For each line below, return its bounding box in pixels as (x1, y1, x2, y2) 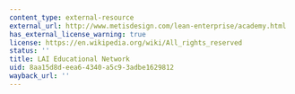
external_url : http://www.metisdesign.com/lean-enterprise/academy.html (9, 21, 287, 30)
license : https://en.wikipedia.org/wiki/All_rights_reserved (9, 38, 243, 47)
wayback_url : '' (9, 72, 70, 81)
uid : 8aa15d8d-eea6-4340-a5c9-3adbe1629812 (9, 64, 175, 73)
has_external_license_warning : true (9, 30, 146, 38)
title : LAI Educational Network (9, 55, 130, 64)
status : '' (9, 47, 50, 56)
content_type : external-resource (9, 13, 134, 22)
